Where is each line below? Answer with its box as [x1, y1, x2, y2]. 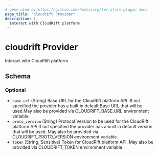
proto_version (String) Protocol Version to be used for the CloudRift [12, 118, 149, 124]
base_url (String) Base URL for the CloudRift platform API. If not [12, 97, 140, 103]
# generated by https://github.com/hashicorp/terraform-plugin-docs [5, 7, 148, 12]
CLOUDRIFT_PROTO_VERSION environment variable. [12, 134, 118, 139]
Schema [5, 72, 31, 80]
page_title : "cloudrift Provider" [5, 12, 76, 17]
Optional [5, 86, 26, 93]
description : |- [5, 16, 38, 21]
